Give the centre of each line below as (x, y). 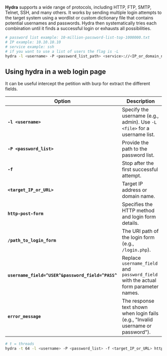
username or (137, 326)
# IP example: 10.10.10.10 (33, 42)
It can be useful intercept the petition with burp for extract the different (78, 84)
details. (130, 223)
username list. (138, 135)
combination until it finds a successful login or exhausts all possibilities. (78, 28)
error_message (24, 317)
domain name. (138, 196)
